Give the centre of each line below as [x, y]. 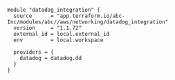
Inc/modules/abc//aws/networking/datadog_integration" [88, 22]
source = [34, 16]
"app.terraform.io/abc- [91, 16]
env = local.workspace [58, 40]
